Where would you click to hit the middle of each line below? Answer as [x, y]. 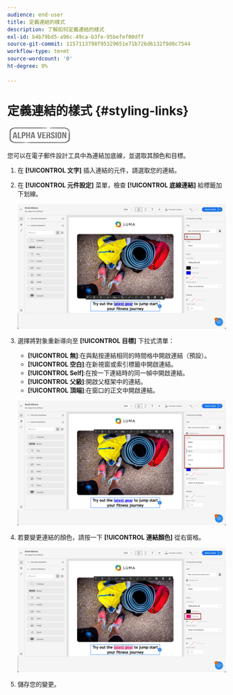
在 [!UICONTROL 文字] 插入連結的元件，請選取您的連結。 [99, 170]
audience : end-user [35, 15]
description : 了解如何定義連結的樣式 [56, 29]
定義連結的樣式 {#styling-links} [98, 111]
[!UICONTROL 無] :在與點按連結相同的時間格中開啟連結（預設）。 [119, 356]
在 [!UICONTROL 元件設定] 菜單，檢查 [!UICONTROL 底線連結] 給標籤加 [120, 185]
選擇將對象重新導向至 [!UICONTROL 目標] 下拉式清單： [96, 340]
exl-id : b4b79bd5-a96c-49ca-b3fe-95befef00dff [76, 37]
